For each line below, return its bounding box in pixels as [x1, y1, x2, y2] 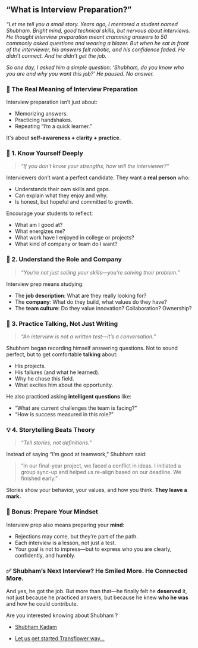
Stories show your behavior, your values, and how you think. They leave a [6, 487, 187, 494]
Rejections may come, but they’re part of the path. [14, 532, 138, 540]
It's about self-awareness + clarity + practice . [6, 134, 121, 142]
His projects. [14, 363, 46, 369]
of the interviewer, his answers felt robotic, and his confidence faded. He [6, 46, 186, 53]
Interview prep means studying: [6, 280, 84, 288]
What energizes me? [14, 228, 65, 235]
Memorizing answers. [14, 110, 68, 117]
